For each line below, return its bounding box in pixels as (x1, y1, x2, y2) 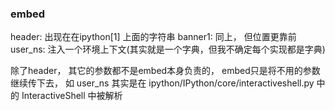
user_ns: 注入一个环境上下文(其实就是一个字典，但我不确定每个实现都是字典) (10, 43, 326, 56)
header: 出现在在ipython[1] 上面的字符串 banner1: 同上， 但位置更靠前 (10, 31, 297, 43)
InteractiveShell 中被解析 (21, 90, 123, 102)
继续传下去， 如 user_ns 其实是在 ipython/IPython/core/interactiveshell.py (10, 77, 315, 89)
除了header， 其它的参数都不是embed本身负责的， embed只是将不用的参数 (10, 65, 321, 77)
